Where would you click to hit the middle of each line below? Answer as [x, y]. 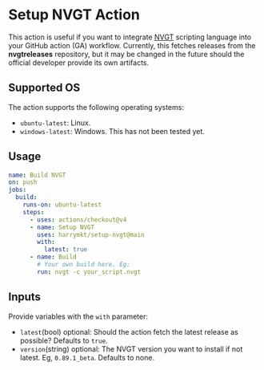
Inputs [25, 297]
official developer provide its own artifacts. [79, 63]
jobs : [17, 190]
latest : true [66, 250]
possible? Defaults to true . [64, 340]
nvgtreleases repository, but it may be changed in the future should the [126, 54]
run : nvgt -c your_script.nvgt [89, 272]
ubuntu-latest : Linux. [55, 123]
